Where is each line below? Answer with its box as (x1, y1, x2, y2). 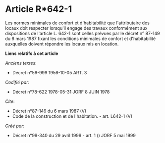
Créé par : (5, 123, 25, 129)
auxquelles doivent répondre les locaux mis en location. (5, 41, 119, 47)
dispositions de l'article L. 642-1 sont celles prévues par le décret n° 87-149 (5, 30, 160, 36)
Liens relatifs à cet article (5, 50, 58, 56)
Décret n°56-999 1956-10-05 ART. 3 (12, 69, 87, 75)
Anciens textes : (5, 60, 37, 66)
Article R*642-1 (5, 3, 72, 15)
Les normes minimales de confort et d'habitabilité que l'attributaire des (5, 20, 150, 26)
